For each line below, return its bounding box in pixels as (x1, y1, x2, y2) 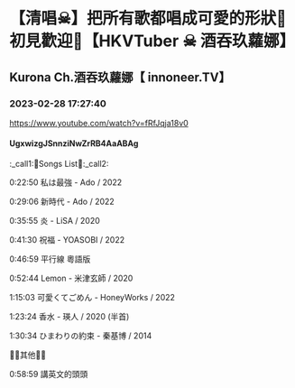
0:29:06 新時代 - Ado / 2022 (9, 196, 115, 208)
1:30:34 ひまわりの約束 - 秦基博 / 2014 (9, 330, 152, 341)
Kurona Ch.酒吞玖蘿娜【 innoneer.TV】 (9, 69, 232, 85)
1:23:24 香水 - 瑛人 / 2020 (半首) (9, 311, 130, 322)
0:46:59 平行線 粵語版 (9, 254, 91, 264)
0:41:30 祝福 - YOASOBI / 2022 (9, 235, 124, 245)
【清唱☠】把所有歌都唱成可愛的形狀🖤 (9, 8, 287, 29)
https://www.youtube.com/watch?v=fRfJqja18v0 (9, 117, 189, 128)
